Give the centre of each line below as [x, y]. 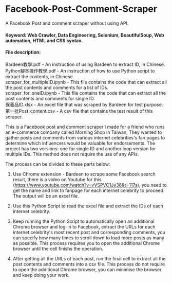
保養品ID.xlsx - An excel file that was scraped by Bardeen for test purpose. [84, 104]
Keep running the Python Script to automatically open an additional [84, 221]
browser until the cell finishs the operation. [58, 249]
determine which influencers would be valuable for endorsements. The [80, 143]
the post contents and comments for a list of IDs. [57, 87]
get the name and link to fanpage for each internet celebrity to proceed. [89, 190]
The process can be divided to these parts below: [58, 164]
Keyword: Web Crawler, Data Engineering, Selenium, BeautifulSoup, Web [85, 35]
